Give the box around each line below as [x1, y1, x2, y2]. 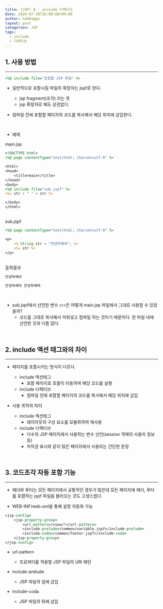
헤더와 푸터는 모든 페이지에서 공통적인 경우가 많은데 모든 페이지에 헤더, [12, 487, 146, 493]
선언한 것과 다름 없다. [19, 321, 60, 326]
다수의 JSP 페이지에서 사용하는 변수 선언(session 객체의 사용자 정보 [26, 431, 155, 437]
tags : [5, 30, 16, 35]
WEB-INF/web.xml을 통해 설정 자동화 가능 [12, 503, 93, 509]
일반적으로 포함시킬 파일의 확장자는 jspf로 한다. [12, 85, 101, 91]
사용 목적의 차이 [12, 403, 42, 409]
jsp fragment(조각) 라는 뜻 [19, 95, 70, 101]
